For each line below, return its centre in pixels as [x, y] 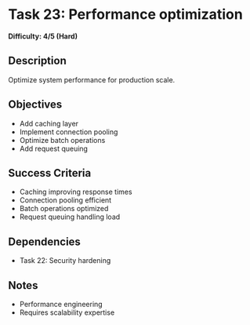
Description [37, 61]
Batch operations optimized [64, 209]
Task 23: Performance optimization [125, 15]
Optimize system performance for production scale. [92, 79]
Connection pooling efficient [65, 200]
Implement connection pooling [69, 132]
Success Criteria [50, 173]
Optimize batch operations [62, 140]
